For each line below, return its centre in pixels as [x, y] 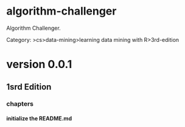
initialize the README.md [39, 118]
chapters [20, 104]
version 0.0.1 [39, 64]
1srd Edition [29, 87]
